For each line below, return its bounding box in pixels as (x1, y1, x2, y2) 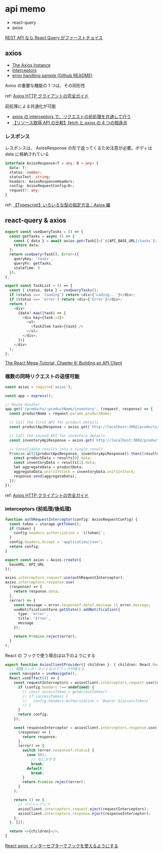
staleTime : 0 (14, 265, 40, 270)
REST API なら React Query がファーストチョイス (5, 35, 103, 40)
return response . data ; (14, 589, 60, 594)
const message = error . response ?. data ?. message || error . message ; (14, 603, 151, 607)
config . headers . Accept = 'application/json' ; (9, 540, 103, 545)
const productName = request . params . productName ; (9, 411, 112, 416)
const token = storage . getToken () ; (9, 521, 81, 527)
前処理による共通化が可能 (5, 103, 56, 109)
